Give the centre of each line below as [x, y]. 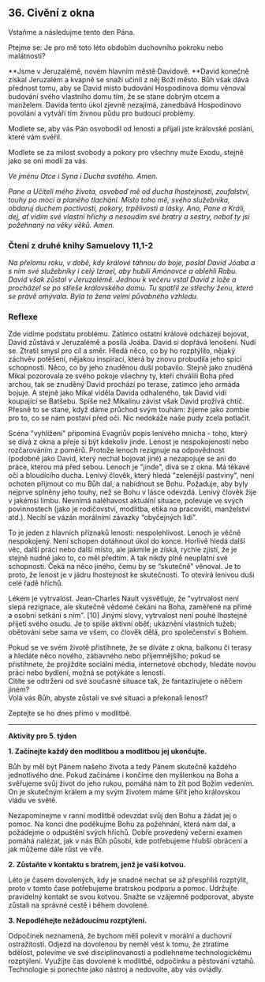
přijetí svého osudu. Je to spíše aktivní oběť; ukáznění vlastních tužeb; [122, 624]
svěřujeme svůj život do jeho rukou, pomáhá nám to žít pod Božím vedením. [131, 783]
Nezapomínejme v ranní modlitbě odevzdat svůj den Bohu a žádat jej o [123, 816]
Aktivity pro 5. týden [43, 736]
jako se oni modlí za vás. [48, 161]
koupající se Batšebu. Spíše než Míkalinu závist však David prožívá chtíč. [126, 401]
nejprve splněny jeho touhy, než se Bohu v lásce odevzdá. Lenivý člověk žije [132, 492]
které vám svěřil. [35, 137]
